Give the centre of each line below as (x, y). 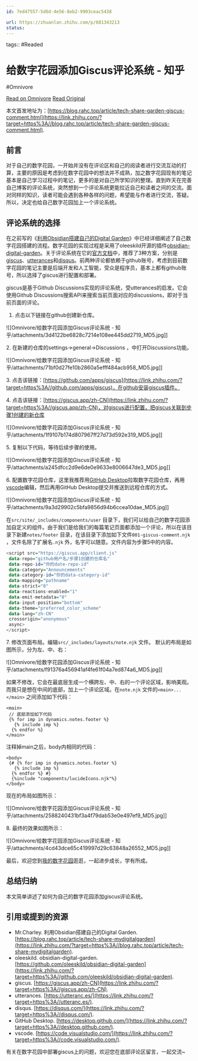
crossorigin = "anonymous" (39, 619)
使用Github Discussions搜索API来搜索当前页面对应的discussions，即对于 (95, 295)
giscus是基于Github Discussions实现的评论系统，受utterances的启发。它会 (97, 287)
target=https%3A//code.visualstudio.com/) (67, 1039)
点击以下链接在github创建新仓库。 (56, 315)
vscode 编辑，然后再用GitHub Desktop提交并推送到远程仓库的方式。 (88, 487)
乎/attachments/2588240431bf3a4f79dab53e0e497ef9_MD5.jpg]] (87, 816)
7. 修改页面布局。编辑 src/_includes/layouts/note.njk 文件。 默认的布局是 (96, 642)
